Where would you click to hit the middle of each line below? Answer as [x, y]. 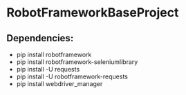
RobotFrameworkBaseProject [93, 13]
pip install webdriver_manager [59, 84]
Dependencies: [40, 38]
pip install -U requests [48, 69]
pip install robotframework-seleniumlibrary [77, 62]
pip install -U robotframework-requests [72, 76]
